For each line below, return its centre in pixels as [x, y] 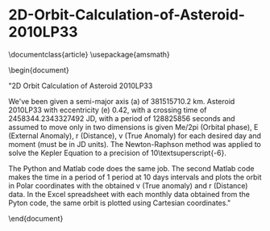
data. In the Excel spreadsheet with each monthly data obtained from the [129, 194]
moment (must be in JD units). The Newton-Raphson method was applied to [135, 144]
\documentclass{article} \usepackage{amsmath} [89, 54]
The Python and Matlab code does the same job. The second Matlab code [131, 168]
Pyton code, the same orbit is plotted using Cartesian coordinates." [120, 203]
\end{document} [36, 218]
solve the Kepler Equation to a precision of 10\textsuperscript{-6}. [118, 153]
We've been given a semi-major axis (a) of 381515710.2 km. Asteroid [122, 101]
